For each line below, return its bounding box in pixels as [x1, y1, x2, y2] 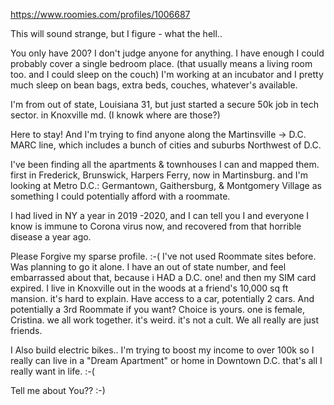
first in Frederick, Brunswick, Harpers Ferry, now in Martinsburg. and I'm [10, 169, 308, 181]
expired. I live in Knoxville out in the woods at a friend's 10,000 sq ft [10, 282, 289, 294]
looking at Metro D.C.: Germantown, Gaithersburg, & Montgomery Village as [10, 180, 322, 191]
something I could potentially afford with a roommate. [10, 190, 231, 202]
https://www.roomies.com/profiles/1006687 [10, 9, 191, 20]
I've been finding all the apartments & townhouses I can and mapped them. [10, 159, 320, 170]
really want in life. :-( [10, 365, 95, 377]
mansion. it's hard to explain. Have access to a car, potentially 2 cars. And [10, 293, 315, 304]
